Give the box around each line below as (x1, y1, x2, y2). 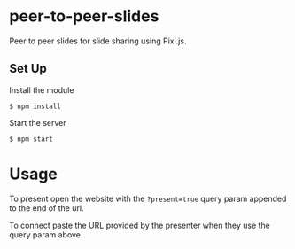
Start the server (9, 117, 66, 128)
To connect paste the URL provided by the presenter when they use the (9, 220, 270, 230)
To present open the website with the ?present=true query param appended (9, 193, 287, 204)
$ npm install (9, 102, 62, 111)
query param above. (9, 229, 83, 240)
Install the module (9, 84, 74, 95)
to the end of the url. (9, 202, 84, 214)
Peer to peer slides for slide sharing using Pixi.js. (9, 35, 187, 46)
